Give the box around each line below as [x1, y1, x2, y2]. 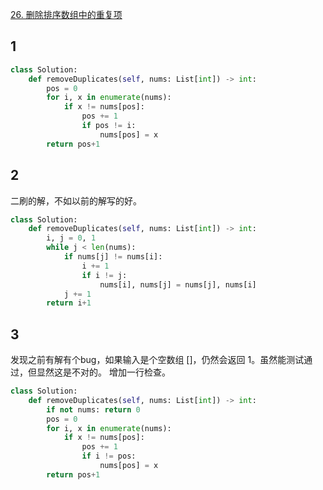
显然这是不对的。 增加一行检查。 [36, 366, 171, 378]
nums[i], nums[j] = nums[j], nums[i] [99, 279, 257, 290]
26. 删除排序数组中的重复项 [10, 9, 123, 20]
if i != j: [81, 270, 128, 280]
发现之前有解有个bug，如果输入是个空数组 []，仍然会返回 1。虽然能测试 [10, 354, 305, 366]
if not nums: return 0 [46, 404, 141, 415]
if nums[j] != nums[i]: [63, 252, 163, 262]
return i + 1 [46, 298, 92, 308]
